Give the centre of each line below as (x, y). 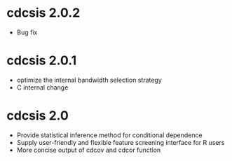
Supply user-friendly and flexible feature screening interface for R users (121, 142)
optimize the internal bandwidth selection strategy (89, 80)
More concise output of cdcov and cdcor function (89, 150)
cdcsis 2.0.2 (43, 13)
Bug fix (27, 32)
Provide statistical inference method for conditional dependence (109, 135)
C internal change (42, 87)
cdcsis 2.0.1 (42, 61)
